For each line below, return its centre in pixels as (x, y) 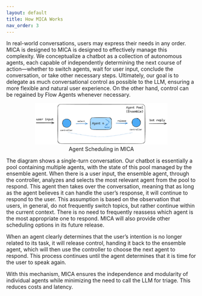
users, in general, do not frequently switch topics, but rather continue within (100, 206)
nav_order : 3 (23, 25)
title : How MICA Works (35, 19)
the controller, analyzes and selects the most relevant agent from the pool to (101, 180)
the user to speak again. (36, 262)
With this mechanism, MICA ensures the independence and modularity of (97, 274)
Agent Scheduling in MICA (101, 149)
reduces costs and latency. (40, 287)
